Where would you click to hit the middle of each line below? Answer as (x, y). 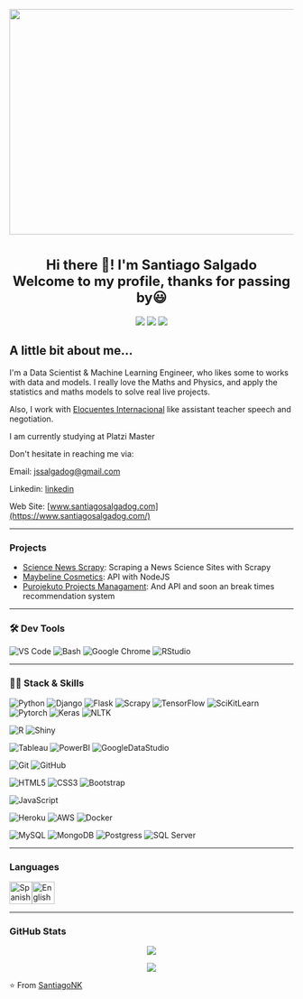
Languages (35, 866)
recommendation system (69, 597)
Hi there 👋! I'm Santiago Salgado (151, 265)
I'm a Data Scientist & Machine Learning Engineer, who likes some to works (149, 372)
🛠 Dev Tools (37, 628)
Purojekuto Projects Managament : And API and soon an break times (148, 587)
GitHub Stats (38, 931)
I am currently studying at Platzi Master (82, 436)
